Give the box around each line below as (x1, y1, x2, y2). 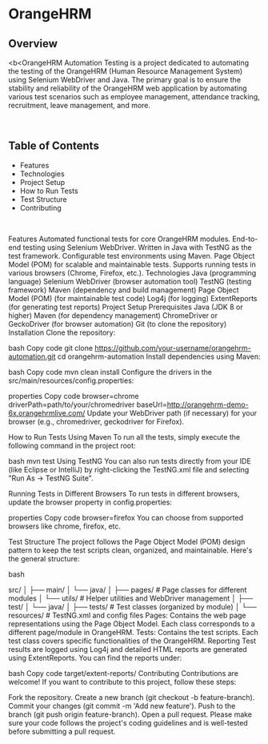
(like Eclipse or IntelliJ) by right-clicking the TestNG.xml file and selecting (8, 464, 250, 474)
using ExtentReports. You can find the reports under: (8, 653, 182, 662)
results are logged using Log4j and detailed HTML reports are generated (8, 644, 248, 654)
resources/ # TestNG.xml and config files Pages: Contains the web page (8, 610, 246, 620)
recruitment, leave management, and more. (8, 101, 150, 110)
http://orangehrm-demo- (166, 400, 250, 409)
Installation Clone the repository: (8, 328, 116, 337)
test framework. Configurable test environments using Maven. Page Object (8, 251, 255, 260)
